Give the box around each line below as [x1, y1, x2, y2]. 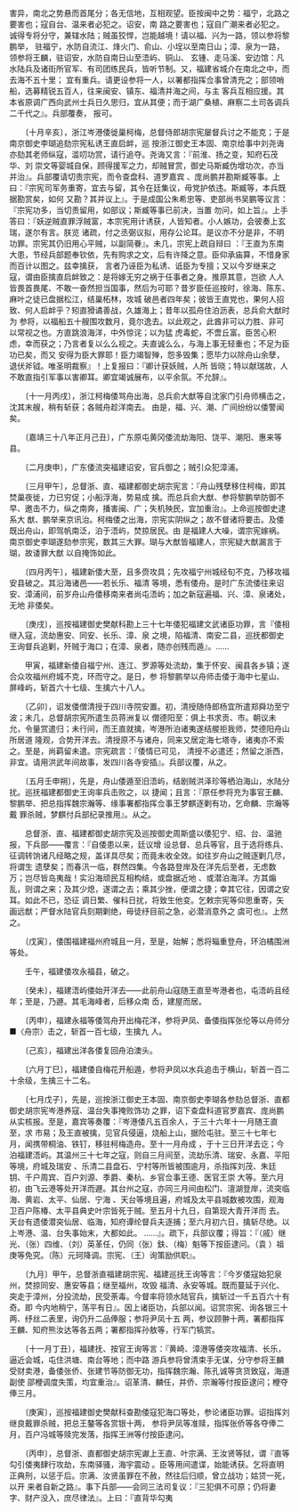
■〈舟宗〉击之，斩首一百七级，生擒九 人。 [9, 1027, 167, 1036]
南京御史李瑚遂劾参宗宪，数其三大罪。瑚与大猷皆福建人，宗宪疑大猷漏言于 [9, 537, 282, 547]
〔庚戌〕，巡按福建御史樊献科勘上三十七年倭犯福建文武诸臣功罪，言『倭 [24, 619, 282, 630]
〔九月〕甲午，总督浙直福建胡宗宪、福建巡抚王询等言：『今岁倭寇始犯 [24, 1269, 274, 1279]
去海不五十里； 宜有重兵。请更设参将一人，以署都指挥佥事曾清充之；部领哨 [9, 75, 285, 85]
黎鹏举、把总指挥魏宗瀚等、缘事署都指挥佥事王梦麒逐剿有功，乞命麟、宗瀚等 [9, 798, 290, 808]
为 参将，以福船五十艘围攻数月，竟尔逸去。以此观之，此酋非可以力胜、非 [9, 316, 277, 327]
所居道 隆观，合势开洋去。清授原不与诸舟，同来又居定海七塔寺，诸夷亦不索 [9, 735, 285, 745]
